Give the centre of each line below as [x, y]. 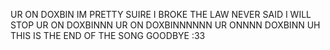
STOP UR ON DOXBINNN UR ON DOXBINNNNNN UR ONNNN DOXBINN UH [165, 25]
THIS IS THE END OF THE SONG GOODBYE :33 [108, 35]
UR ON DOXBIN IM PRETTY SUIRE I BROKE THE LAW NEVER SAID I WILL [161, 14]
